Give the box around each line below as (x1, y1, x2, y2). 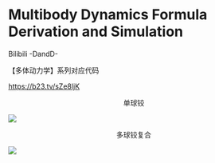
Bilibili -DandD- (8, 49, 58, 58)
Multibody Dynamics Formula (8, 6, 208, 24)
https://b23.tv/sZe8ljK (8, 81, 80, 91)
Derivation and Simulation (8, 22, 184, 41)
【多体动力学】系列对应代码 (8, 66, 100, 75)
